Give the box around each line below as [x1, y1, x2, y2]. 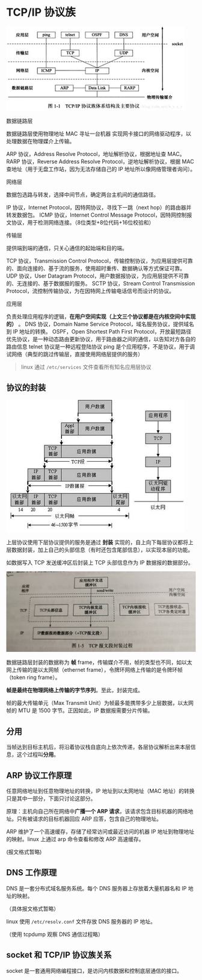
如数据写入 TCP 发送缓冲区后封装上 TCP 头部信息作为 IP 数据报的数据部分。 [6, 559, 194, 566]
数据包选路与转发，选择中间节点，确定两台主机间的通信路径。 [6, 191, 159, 198]
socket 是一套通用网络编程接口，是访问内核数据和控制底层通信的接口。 [6, 967, 182, 974]
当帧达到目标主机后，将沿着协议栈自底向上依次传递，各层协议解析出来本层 [6, 743, 191, 751]
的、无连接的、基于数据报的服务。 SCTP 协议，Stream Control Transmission [6, 279, 195, 287]
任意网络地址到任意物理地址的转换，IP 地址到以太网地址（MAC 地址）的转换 [6, 787, 195, 795]
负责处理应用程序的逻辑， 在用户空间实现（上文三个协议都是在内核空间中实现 [6, 312, 196, 320]
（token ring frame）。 [6, 674, 61, 681]
